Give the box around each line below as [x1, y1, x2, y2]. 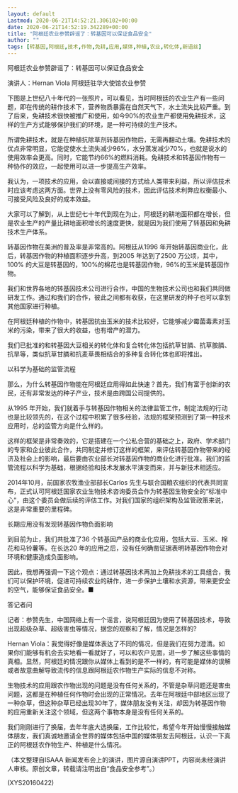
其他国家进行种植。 [7, 302, 64, 310]
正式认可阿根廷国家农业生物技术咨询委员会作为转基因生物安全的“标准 [19, 487, 222, 495]
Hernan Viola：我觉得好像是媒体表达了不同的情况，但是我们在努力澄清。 [7, 639, 220, 648]
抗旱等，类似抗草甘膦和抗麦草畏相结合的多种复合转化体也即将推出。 [7, 350, 206, 358]
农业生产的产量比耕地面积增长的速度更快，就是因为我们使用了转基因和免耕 [13, 219, 231, 227]
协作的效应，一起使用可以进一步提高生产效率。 [13, 162, 150, 170]
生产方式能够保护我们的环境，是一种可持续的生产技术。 [19, 120, 181, 128]
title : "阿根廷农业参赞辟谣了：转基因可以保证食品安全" [7, 30, 152, 38]
